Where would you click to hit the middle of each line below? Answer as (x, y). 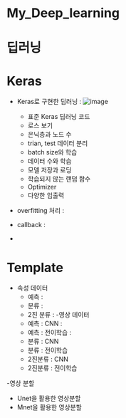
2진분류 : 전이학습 (52, 368)
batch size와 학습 (52, 152)
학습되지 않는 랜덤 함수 (59, 179)
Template (35, 267)
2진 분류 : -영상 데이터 (58, 315)
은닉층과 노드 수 (49, 135)
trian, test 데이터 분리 (58, 143)
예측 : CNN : (45, 324)
